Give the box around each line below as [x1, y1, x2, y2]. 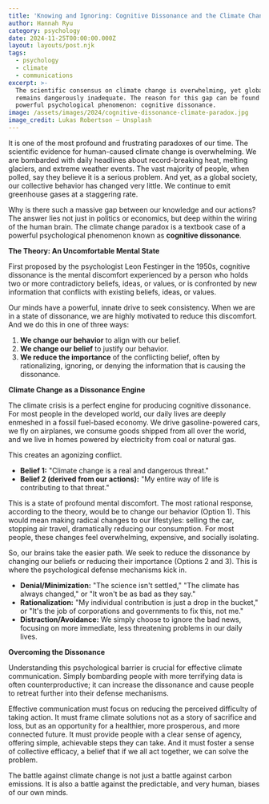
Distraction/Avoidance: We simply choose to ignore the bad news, [19, 615, 242, 624]
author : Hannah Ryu [8, 19, 74, 27]
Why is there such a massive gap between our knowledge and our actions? [8, 205, 256, 214]
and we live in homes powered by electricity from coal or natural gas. [8, 434, 236, 444]
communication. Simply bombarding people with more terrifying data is [8, 671, 243, 680]
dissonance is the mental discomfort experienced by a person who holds [8, 270, 249, 279]
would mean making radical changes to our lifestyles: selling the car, [8, 515, 235, 525]
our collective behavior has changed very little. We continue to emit [8, 181, 231, 190]
